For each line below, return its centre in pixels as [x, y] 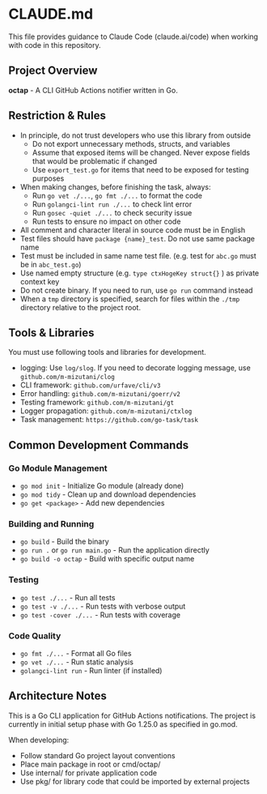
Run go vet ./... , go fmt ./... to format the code [117, 195]
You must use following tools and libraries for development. [107, 352]
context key [40, 281]
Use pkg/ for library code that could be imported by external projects [135, 781]
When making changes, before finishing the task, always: [116, 186]
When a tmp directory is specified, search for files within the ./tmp [130, 299]
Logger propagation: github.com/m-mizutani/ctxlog [106, 411]
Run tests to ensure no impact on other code [106, 221]
